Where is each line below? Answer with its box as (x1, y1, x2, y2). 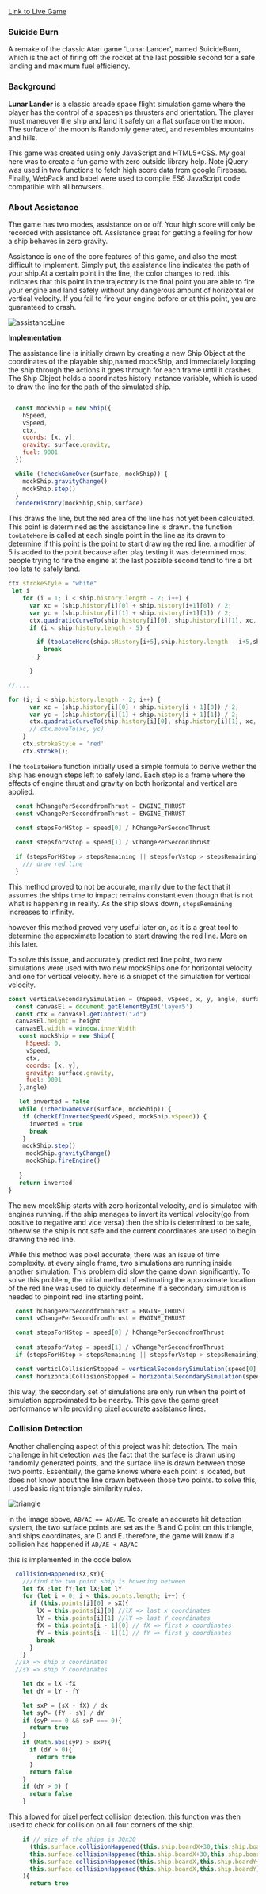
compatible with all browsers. (8, 181, 104, 191)
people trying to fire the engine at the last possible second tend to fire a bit (8, 556, 253, 566)
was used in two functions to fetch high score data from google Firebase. (8, 165, 248, 174)
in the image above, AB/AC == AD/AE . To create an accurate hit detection (8, 1514, 242, 1523)
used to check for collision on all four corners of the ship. (8, 1820, 196, 1830)
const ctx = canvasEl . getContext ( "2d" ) (15, 1010, 147, 1018)
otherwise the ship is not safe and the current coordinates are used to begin (8, 1225, 256, 1235)
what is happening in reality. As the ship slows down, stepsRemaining (8, 898, 233, 908)
